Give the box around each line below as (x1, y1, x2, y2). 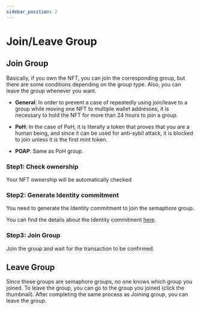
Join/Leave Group (6, 34, 97, 48)
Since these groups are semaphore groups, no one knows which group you (6, 278, 193, 285)
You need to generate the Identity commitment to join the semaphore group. (6, 204, 195, 212)
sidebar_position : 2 (6, 8, 58, 15)
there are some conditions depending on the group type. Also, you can (6, 80, 181, 88)
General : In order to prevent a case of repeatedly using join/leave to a (14, 98, 188, 106)
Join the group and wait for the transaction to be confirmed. (6, 245, 154, 252)
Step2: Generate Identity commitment (6, 191, 119, 199)
